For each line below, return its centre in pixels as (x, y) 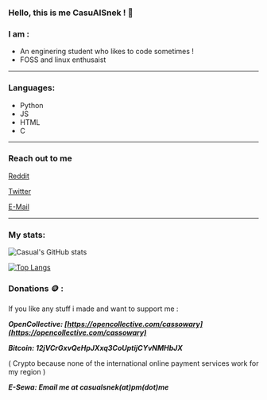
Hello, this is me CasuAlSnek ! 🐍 (71, 13)
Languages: (32, 88)
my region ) (27, 372)
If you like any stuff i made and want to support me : (93, 309)
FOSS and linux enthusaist (63, 60)
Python (31, 105)
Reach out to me (41, 158)
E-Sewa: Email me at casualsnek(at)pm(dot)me (89, 387)
